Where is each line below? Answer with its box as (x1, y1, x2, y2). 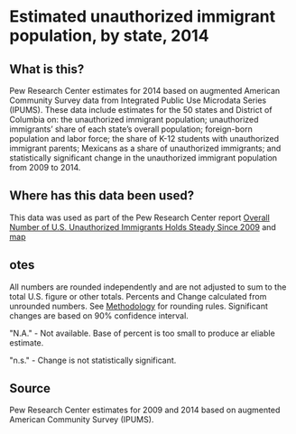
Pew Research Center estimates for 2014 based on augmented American (9, 86, 281, 96)
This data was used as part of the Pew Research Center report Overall (9, 212, 271, 223)
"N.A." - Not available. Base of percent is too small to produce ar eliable (9, 328, 275, 338)
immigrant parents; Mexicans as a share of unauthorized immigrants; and (9, 143, 282, 153)
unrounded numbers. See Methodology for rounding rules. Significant (9, 300, 269, 311)
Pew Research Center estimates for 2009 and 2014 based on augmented (9, 404, 281, 416)
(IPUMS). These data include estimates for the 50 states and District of (9, 105, 273, 115)
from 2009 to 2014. (9, 162, 81, 172)
